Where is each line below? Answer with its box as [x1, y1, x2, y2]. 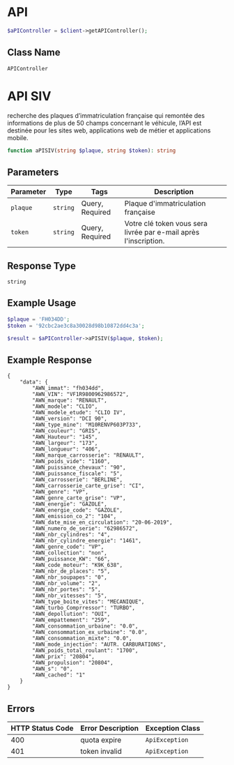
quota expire [80, 735, 122, 745]
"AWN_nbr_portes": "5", [32, 586, 101, 593]
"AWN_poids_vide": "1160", [32, 458, 111, 465]
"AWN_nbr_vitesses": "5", [32, 592, 108, 600]
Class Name [7, 47, 61, 59]
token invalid [80, 747, 122, 757]
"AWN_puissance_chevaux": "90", [32, 464, 127, 471]
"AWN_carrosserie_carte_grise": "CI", [32, 483, 145, 490]
